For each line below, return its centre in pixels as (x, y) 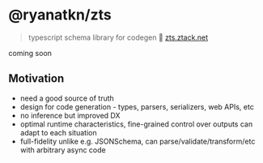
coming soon (30, 53)
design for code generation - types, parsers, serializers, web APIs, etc (137, 106)
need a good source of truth (67, 98)
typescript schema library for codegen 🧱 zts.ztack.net (118, 37)
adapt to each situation (58, 132)
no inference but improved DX (70, 115)
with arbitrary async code (63, 150)
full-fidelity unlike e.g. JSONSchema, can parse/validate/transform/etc (138, 141)
